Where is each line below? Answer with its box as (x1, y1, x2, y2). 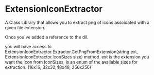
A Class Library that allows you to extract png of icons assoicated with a (5, 19, 150, 25)
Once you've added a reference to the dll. (5, 34, 88, 40)
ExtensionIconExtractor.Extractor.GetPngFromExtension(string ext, (5, 49, 138, 55)
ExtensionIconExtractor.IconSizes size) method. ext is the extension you (5, 54, 150, 59)
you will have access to (5, 43, 52, 49)
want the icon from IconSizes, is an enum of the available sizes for (5, 59, 138, 65)
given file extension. (5, 24, 46, 30)
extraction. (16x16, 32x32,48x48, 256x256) (5, 64, 91, 70)
